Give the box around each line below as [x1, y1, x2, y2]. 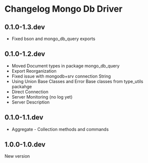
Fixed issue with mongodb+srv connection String [11, 73, 111, 79]
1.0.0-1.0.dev [4, 141, 46, 149]
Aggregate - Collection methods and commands [11, 126, 109, 132]
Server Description [11, 99, 50, 105]
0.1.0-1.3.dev [4, 23, 45, 31]
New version [4, 153, 30, 159]
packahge [11, 83, 32, 89]
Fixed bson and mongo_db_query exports [11, 36, 96, 41]
